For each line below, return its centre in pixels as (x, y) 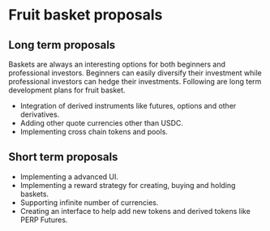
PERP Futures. (44, 220)
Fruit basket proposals (86, 15)
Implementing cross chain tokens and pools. (94, 132)
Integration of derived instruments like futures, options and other (128, 106)
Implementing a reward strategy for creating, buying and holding (128, 185)
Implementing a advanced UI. (69, 177)
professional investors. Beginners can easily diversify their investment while (135, 73)
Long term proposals (62, 45)
